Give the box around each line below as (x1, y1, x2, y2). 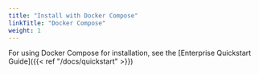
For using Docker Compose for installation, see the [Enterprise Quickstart (8, 49, 252, 58)
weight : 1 (8, 26, 42, 34)
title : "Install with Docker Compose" (8, 11, 138, 20)
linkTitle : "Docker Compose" (8, 19, 106, 27)
